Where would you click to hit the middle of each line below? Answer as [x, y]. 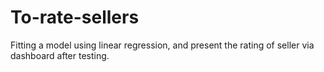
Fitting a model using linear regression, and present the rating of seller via [162, 45]
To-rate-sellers [75, 17]
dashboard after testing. [60, 55]
